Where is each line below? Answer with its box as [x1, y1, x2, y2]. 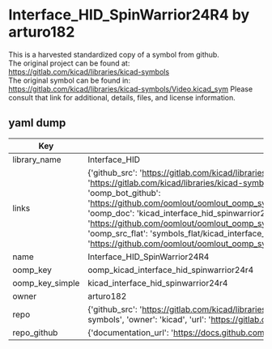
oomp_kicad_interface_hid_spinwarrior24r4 [87, 264, 254, 275]
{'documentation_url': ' [87, 326, 174, 338]
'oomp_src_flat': [87, 228, 148, 239]
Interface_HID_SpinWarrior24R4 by [8, 6, 250, 24]
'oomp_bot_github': [87, 187, 161, 198]
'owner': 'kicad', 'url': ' [126, 313, 211, 325]
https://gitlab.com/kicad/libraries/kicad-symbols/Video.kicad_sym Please [8, 83, 253, 94]
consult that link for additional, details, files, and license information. [8, 92, 236, 102]
